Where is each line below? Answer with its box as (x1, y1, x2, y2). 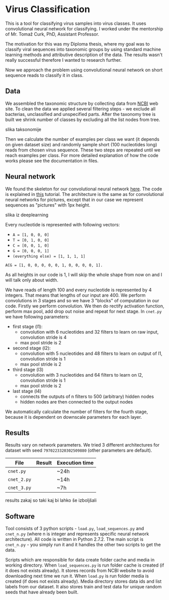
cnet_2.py (8, 477, 31, 483)
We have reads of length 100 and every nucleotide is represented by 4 (5, 287, 152, 293)
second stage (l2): (12, 345, 51, 351)
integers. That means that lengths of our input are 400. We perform (5, 292, 146, 298)
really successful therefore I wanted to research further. (5, 57, 122, 63)
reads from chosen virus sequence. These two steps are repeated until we (5, 147, 160, 153)
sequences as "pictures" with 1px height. (5, 202, 91, 208)
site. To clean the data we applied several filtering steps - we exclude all (5, 105, 156, 112)
